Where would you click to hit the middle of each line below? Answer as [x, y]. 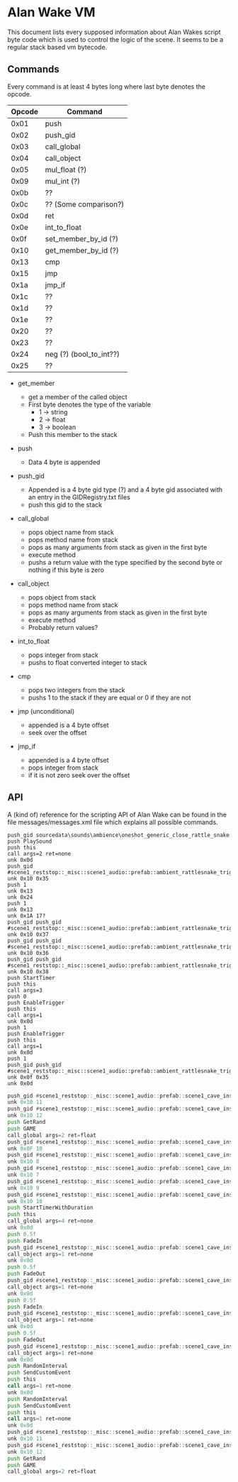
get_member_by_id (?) [82, 250]
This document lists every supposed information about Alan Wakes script [114, 32]
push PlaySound [30, 841]
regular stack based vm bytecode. [57, 47]
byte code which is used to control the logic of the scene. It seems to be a [115, 39]
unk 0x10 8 [23, 1162]
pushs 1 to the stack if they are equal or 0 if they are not [109, 697]
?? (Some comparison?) [85, 204]
